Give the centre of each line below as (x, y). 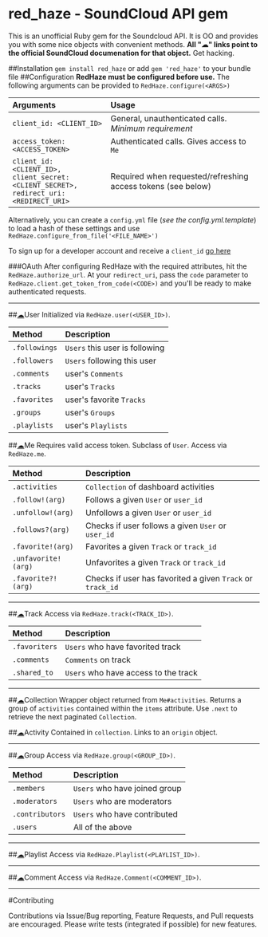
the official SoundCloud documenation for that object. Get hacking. (122, 53)
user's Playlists (96, 425)
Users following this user (111, 360)
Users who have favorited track (123, 647)
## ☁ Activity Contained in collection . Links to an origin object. (113, 732)
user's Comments (94, 373)
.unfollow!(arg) (43, 512)
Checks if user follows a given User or (156, 526)
